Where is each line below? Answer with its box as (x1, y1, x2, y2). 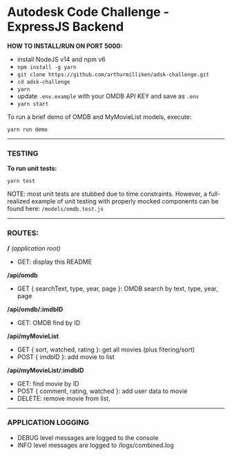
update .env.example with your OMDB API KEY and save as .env (17, 91, 199, 100)
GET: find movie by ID (17, 379, 79, 387)
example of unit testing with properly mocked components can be (31, 197, 219, 206)
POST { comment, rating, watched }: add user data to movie (17, 387, 188, 395)
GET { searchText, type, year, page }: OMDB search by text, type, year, (17, 284, 219, 293)
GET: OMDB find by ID (17, 318, 81, 327)
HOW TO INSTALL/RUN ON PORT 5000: (7, 42, 123, 50)
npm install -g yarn (17, 64, 77, 71)
